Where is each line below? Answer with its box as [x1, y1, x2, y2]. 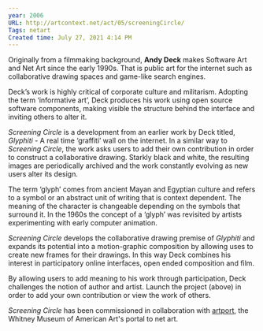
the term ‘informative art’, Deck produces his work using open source [8, 95, 233, 105]
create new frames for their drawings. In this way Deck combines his [8, 250, 231, 260]
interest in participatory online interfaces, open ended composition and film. [8, 258, 254, 268]
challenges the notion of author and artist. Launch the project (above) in [8, 282, 242, 292]
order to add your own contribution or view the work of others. [8, 291, 211, 300]
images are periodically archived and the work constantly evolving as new [8, 161, 249, 170]
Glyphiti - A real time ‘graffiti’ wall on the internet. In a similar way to [8, 136, 228, 146]
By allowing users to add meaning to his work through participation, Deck [8, 273, 246, 284]
